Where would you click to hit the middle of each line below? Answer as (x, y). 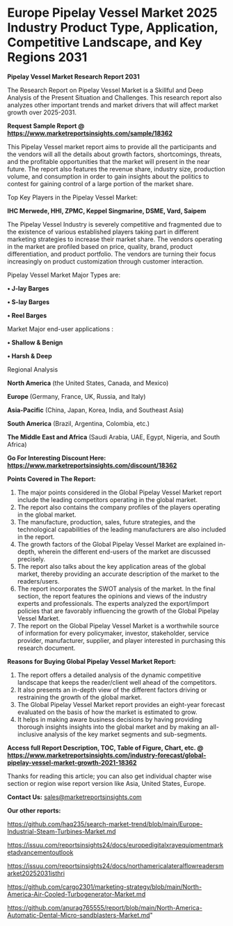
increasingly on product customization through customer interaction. (105, 261)
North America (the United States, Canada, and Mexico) (88, 383)
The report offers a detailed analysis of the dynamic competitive (109, 675)
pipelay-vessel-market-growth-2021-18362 (72, 762)
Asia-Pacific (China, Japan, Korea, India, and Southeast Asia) (96, 410)
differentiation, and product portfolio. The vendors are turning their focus (112, 254)
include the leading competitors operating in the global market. (107, 499)
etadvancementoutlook (40, 852)
